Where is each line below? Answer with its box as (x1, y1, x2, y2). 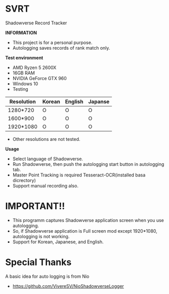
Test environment (5, 54, 44, 61)
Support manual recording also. (12, 182, 78, 189)
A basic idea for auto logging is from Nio (5, 273, 90, 279)
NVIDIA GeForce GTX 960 (12, 75, 67, 81)
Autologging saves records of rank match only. (12, 45, 110, 51)
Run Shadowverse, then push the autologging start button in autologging (12, 161, 164, 167)
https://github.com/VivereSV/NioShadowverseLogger (12, 283, 124, 289)
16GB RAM (12, 69, 35, 76)
